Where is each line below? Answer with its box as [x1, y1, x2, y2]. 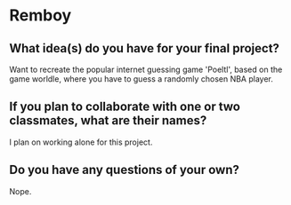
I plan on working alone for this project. [9, 137, 153, 147]
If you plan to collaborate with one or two [9, 99, 240, 114]
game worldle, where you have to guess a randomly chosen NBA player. [9, 74, 274, 84]
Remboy [9, 5, 72, 26]
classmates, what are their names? [9, 113, 207, 129]
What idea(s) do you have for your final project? [9, 41, 280, 56]
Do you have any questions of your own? [9, 162, 240, 177]
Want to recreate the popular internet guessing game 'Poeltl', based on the [9, 64, 283, 75]
